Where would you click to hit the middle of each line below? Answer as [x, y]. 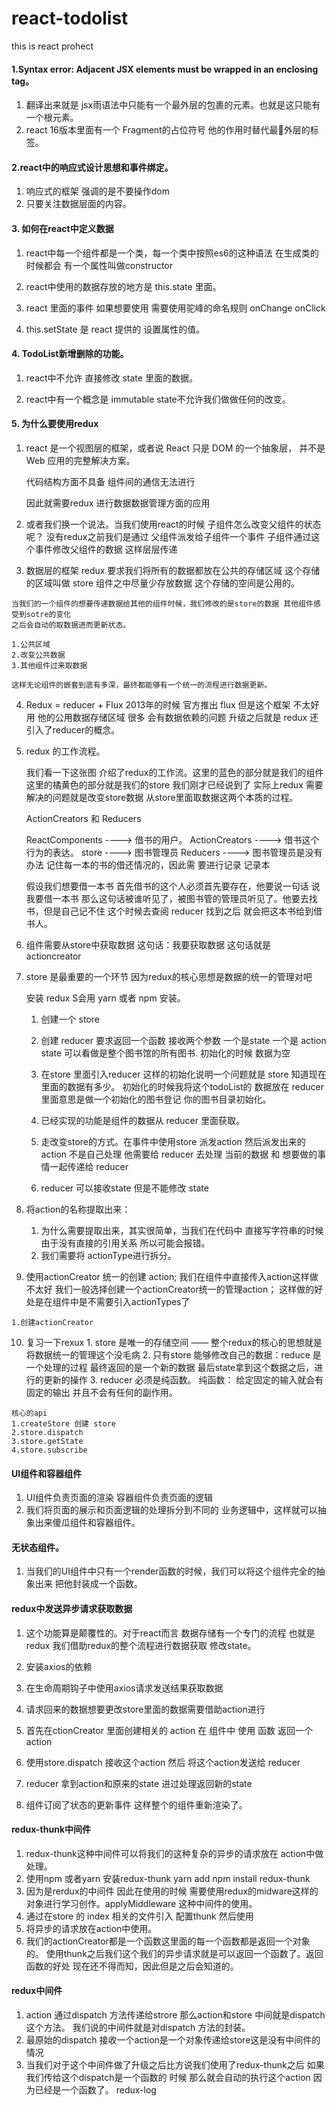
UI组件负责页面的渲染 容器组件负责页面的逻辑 [119, 1498]
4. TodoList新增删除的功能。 [70, 354]
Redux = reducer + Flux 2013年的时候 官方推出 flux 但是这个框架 [158, 704]
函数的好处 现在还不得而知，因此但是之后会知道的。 [132, 1966]
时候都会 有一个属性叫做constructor [99, 265]
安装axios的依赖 [59, 1666]
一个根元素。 [52, 118]
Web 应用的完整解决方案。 [80, 460]
